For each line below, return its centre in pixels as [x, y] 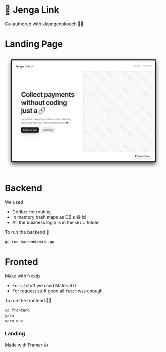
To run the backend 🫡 [27, 232]
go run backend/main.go [30, 242]
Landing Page [34, 44]
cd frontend [17, 310]
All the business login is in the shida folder [56, 222]
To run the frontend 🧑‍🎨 [29, 300]
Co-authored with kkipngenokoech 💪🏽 [44, 24]
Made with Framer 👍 [27, 345]
